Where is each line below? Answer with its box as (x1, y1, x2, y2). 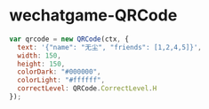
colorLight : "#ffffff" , (17, 76, 105, 85)
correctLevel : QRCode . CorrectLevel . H (17, 84, 157, 93)
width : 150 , (17, 51, 62, 60)
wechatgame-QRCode (9, 5, 178, 26)
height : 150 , (17, 59, 66, 68)
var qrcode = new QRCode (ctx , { (9, 35, 129, 43)
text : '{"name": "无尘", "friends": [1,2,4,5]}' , (17, 43, 202, 51)
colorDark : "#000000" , (17, 67, 101, 76)
